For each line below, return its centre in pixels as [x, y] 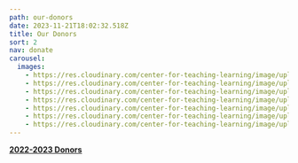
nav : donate [31, 50]
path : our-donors [41, 17]
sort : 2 [24, 42]
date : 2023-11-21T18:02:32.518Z [69, 26]
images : [31, 67]
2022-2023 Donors [46, 150]
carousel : [27, 58]
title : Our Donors [43, 34]
